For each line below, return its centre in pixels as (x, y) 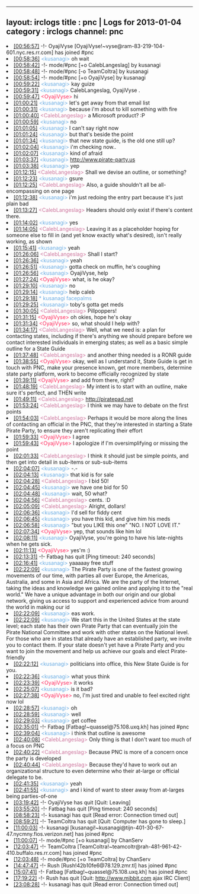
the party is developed (33, 758)
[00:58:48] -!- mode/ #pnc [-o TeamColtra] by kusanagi (81, 71)
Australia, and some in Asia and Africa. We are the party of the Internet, (93, 581)
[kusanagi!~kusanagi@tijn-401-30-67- (117, 828)
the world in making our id (38, 607)
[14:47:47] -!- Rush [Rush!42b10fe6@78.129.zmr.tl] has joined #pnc (96, 865)
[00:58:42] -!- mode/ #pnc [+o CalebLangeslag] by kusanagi (87, 65)
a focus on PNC (25, 746)
